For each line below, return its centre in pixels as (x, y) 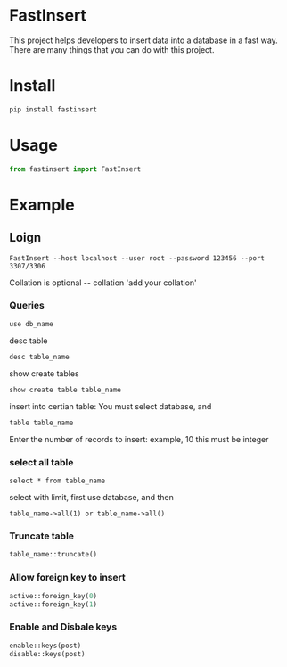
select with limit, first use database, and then (91, 498)
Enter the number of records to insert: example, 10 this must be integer (139, 439)
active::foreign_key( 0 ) (53, 596)
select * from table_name (57, 481)
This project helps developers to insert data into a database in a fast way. (143, 40)
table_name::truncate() (53, 555)
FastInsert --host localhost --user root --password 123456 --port (137, 258)
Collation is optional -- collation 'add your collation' (103, 283)
